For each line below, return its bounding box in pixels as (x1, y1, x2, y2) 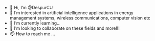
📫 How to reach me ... (9, 31, 55, 37)
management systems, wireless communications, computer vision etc (9, 15, 151, 20)
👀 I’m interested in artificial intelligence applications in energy (9, 10, 133, 16)
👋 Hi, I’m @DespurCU (9, 5, 53, 10)
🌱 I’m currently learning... (9, 20, 61, 26)
